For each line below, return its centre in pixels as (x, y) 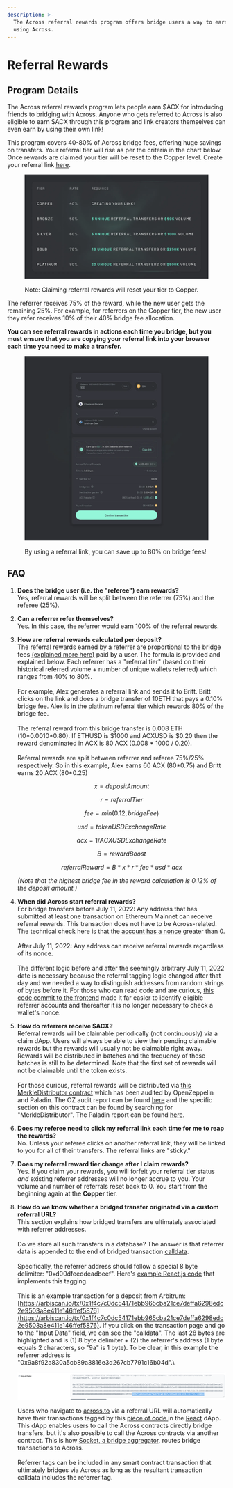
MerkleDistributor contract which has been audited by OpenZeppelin (115, 1092)
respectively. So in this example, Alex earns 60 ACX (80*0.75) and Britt (119, 765)
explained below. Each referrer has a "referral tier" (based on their (112, 661)
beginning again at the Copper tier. (67, 1193)
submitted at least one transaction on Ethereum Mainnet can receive (115, 916)
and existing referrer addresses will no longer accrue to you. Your (111, 1178)
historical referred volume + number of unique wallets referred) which (117, 669)
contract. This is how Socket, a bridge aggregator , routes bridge (109, 1440)
